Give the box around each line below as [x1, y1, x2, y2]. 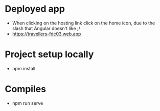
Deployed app [5, 3, 65, 15]
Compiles [5, 84, 47, 95]
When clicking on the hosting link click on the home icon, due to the [12, 20, 155, 26]
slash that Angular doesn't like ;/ [12, 25, 80, 31]
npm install [12, 65, 36, 71]
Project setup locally [5, 49, 94, 60]
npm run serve [12, 100, 43, 106]
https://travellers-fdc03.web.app [12, 31, 81, 37]
